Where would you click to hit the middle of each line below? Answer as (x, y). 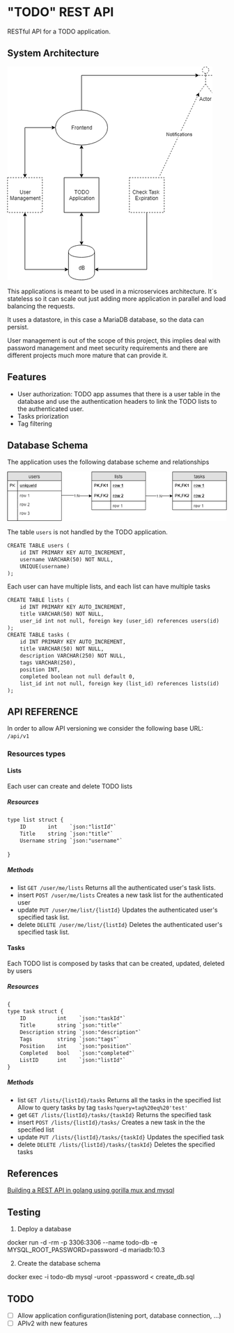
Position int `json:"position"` (76, 1046)
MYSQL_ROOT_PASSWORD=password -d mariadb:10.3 (86, 1250)
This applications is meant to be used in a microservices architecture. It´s (112, 291)
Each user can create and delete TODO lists (70, 786)
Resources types (37, 754)
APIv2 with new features (53, 1323)
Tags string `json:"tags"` (70, 1039)
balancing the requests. (41, 306)
